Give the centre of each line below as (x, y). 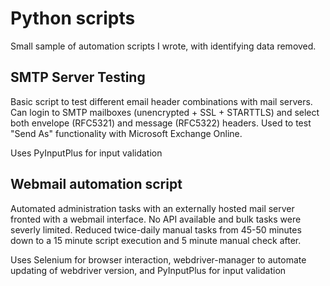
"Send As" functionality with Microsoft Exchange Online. (126, 133)
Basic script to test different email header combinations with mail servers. (161, 101)
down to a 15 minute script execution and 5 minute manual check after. (156, 240)
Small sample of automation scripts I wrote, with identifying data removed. (163, 46)
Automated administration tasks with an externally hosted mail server (152, 208)
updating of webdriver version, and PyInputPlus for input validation (148, 270)
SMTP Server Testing (78, 77)
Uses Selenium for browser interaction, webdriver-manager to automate (158, 259)
